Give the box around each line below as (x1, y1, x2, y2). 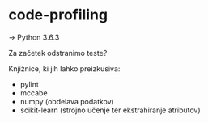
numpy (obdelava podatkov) (19, 96, 115, 106)
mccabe (19, 87, 48, 98)
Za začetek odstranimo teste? (8, 48, 108, 57)
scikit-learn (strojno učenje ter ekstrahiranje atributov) (19, 105, 201, 115)
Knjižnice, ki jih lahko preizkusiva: (8, 63, 121, 74)
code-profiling (8, 6, 108, 24)
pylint (19, 79, 39, 89)
